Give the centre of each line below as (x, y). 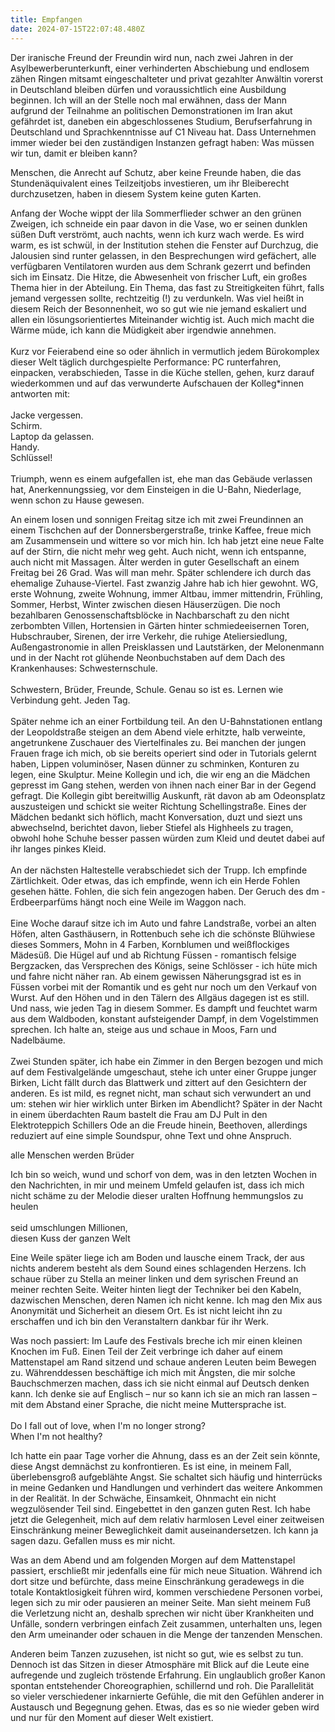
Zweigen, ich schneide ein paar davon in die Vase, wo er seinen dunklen (159, 223)
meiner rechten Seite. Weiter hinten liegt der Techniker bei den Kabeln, (156, 1289)
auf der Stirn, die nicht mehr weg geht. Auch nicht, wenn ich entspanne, (158, 551)
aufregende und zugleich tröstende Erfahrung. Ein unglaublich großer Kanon (168, 1675)
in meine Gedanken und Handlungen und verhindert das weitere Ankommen (166, 1487)
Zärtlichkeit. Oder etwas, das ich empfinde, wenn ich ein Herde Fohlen (155, 880)
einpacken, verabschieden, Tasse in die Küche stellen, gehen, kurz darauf (162, 372)
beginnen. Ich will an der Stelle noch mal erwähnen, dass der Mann (148, 100)
